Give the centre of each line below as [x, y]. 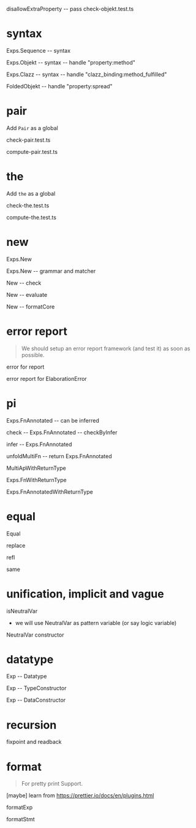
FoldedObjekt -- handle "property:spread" [59, 86]
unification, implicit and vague [85, 594]
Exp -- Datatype [27, 677]
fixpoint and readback [34, 742]
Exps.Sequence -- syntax [39, 50]
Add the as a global [31, 193]
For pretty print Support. [52, 784]
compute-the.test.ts [32, 217]
